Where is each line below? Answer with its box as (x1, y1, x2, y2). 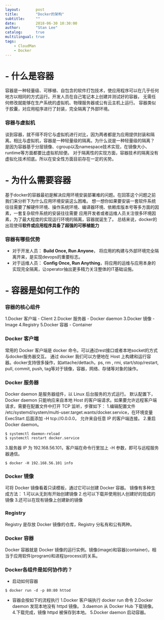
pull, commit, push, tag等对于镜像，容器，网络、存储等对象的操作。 (5, 365, 141, 371)
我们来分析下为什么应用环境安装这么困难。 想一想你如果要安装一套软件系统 (5, 198, 156, 204)
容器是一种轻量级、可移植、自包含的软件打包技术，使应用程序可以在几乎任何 (5, 87, 159, 93)
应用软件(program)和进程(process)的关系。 (13, 553, 101, 558)
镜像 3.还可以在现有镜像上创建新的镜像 (5, 497, 83, 503)
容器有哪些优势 (5, 235, 41, 242)
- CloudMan (14, 43, 36, 48)
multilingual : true (5, 35, 45, 40)
